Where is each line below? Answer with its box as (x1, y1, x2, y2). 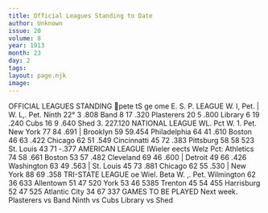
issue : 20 (8, 27, 42, 35)
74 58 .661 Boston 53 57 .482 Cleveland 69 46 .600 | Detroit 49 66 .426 (8, 152, 247, 162)
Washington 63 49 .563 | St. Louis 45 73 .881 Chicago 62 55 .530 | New (8, 161, 247, 170)
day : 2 (8, 57, 31, 65)
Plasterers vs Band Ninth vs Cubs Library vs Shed (8, 195, 174, 205)
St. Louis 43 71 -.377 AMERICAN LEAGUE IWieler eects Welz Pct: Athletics (8, 144, 254, 154)
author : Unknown (8, 19, 63, 27)
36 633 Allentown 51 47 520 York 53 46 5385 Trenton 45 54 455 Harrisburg (8, 178, 261, 187)
